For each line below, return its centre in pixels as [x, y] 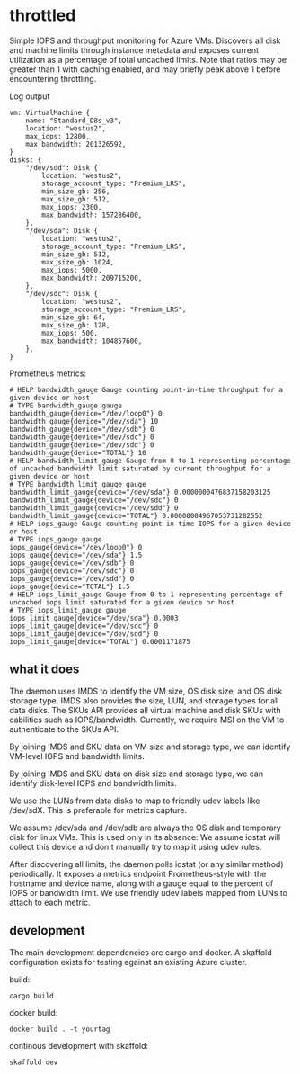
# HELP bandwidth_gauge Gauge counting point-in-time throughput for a [146, 389]
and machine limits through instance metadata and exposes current [134, 49]
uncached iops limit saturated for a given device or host [122, 602]
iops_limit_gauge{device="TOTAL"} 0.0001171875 [100, 641]
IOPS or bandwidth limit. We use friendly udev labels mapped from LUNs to [149, 892]
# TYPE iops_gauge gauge [56, 539]
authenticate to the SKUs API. [64, 729]
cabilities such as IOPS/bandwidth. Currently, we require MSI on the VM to [147, 720]
